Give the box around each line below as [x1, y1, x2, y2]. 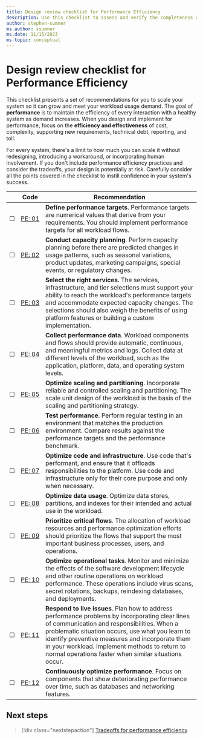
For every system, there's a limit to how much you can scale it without [6, 146, 180, 153]
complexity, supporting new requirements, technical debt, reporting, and [6, 128, 187, 135]
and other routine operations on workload [45, 572, 163, 580]
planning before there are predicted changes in [45, 243, 179, 251]
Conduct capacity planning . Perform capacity [45, 236, 178, 244]
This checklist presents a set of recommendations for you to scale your [6, 96, 184, 103]
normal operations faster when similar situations [45, 649, 182, 658]
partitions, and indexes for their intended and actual [45, 499, 192, 507]
